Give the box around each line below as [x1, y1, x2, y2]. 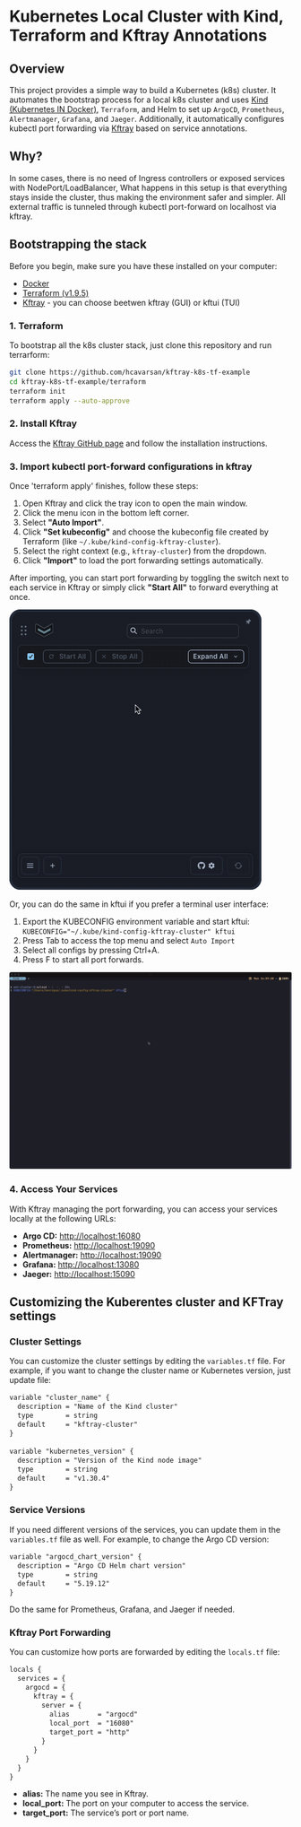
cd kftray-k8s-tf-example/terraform [9, 377, 146, 387]
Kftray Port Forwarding [9, 1626, 112, 1639]
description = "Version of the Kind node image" [17, 1456, 202, 1466]
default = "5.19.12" [17, 1579, 110, 1588]
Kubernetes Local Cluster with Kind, [9, 6, 284, 27]
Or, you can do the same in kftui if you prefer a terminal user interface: [9, 899, 269, 909]
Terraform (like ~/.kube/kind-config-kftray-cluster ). [21, 536, 221, 547]
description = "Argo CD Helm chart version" [17, 1561, 186, 1570]
